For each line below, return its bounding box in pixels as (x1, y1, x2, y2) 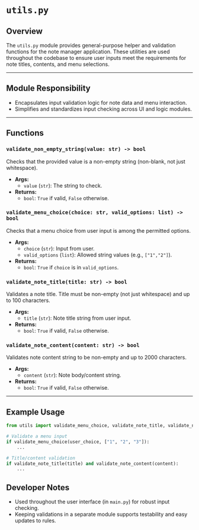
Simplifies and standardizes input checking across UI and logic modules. (14, 105, 192, 113)
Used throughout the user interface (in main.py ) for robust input (14, 498, 170, 505)
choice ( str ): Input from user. (23, 245, 95, 252)
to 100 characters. (6, 297, 50, 304)
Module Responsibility (6, 83, 91, 94)
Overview (6, 26, 43, 36)
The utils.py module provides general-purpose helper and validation (6, 42, 176, 49)
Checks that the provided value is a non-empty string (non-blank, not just (6, 158, 185, 165)
